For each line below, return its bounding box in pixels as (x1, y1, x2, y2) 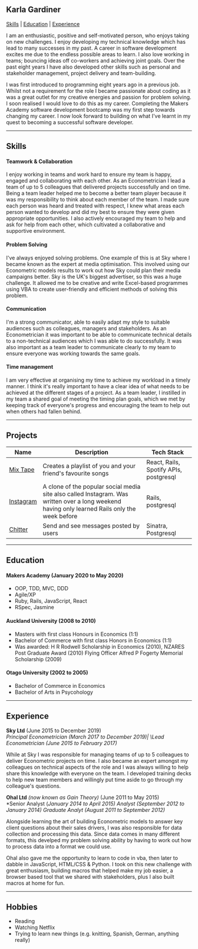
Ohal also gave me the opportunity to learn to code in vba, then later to (6, 854, 179, 862)
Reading (14, 918, 35, 925)
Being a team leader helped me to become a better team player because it (6, 190, 187, 197)
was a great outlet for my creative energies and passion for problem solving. (6, 93, 192, 100)
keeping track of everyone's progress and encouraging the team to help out (6, 402, 190, 409)
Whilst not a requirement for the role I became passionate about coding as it (6, 87, 191, 94)
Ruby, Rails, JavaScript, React (14, 597, 87, 604)
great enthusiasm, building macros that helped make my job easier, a (6, 867, 173, 874)
